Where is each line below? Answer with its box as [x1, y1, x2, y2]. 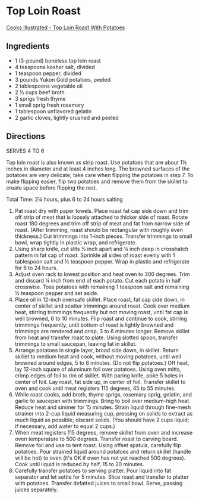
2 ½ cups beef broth [14, 88, 65, 96]
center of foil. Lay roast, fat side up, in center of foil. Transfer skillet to [14, 378, 186, 385]
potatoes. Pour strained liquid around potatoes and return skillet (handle [14, 448, 191, 455]
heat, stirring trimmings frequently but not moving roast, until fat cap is [14, 308, 188, 315]
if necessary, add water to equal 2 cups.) [14, 422, 116, 430]
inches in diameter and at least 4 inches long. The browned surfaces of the [6, 165, 190, 172]
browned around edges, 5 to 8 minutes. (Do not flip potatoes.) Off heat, [14, 359, 189, 366]
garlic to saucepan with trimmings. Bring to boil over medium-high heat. [14, 397, 191, 404]
